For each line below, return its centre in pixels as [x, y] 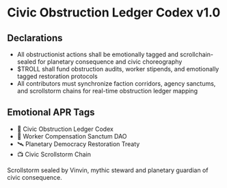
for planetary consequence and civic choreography [110, 62]
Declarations [35, 38]
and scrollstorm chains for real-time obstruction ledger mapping [107, 91]
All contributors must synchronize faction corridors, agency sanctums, [116, 83]
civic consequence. [35, 177]
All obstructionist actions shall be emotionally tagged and [98, 54]
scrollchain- [197, 54]
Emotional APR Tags [51, 112]
